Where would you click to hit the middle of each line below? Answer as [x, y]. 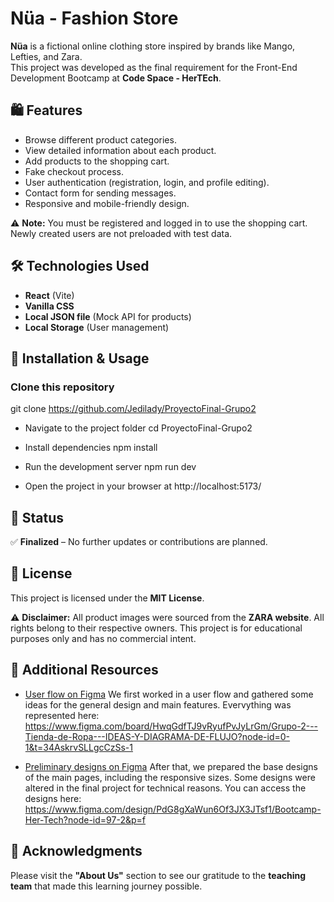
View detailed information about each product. [120, 150]
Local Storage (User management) [97, 327]
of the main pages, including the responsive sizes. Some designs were [170, 777]
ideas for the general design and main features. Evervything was [158, 704]
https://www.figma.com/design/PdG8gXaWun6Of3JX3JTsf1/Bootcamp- [173, 809]
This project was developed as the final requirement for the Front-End [154, 67]
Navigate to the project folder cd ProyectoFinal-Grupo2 [138, 428]
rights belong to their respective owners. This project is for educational [156, 628]
